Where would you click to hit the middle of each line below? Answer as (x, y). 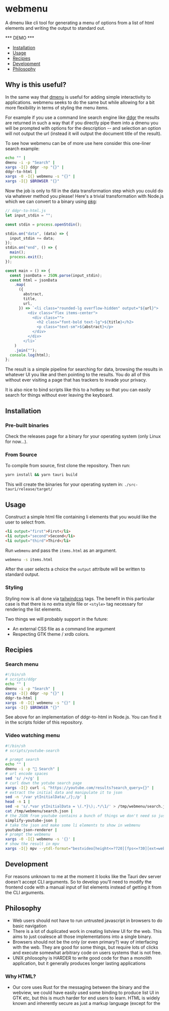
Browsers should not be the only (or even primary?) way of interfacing (85, 942)
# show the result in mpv (32, 844)
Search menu (22, 664)
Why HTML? (21, 976)
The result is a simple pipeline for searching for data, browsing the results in (84, 369)
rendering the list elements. (33, 609)
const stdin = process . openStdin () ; (44, 225)
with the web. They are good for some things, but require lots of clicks (85, 947)
